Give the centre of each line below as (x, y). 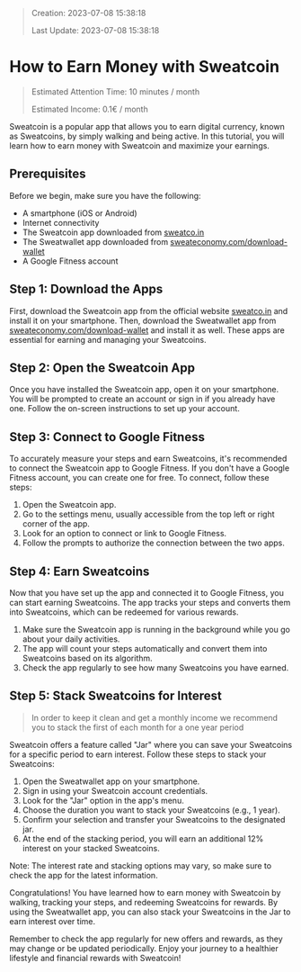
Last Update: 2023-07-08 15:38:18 (95, 30)
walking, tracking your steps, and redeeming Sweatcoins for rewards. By (144, 902)
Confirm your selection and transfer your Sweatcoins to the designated (154, 819)
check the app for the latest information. (84, 875)
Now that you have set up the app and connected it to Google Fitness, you (147, 593)
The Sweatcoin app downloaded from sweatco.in (113, 232)
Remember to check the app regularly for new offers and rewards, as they (146, 939)
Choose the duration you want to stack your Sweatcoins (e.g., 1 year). (151, 810)
